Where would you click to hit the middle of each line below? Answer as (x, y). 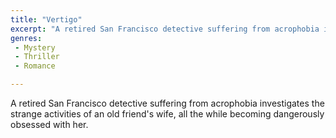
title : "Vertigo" (46, 19)
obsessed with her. (49, 124)
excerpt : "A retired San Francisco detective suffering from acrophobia (165, 29)
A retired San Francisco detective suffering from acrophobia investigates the (167, 103)
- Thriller (37, 57)
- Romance (35, 66)
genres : (26, 38)
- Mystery (35, 47)
